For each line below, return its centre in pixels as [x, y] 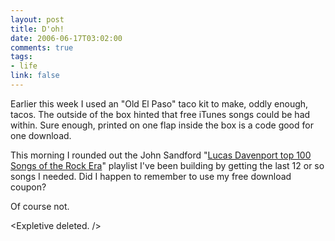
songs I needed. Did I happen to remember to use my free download [151, 176]
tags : [21, 57]
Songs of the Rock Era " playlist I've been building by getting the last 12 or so [167, 165]
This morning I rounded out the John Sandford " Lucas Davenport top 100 [161, 155]
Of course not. [40, 206]
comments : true [42, 47]
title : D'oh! [37, 29]
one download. [41, 135]
